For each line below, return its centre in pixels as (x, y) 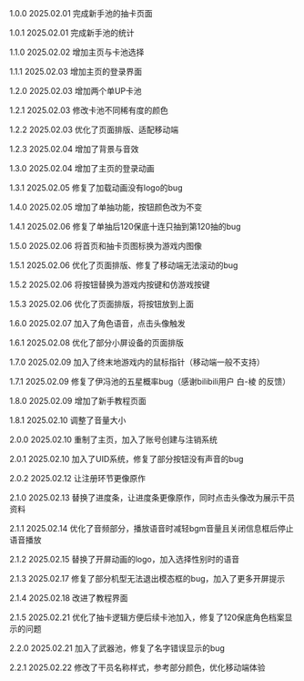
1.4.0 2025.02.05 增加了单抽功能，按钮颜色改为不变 (106, 207)
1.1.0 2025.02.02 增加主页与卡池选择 (77, 52)
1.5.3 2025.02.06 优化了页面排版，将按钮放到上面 (101, 304)
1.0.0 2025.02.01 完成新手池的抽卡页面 (81, 13)
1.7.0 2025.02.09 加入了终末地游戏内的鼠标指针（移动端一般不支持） (137, 362)
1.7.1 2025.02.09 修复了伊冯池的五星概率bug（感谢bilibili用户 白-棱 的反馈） (150, 382)
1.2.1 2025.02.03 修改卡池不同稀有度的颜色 (89, 110)
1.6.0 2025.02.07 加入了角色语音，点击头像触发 (98, 323)
